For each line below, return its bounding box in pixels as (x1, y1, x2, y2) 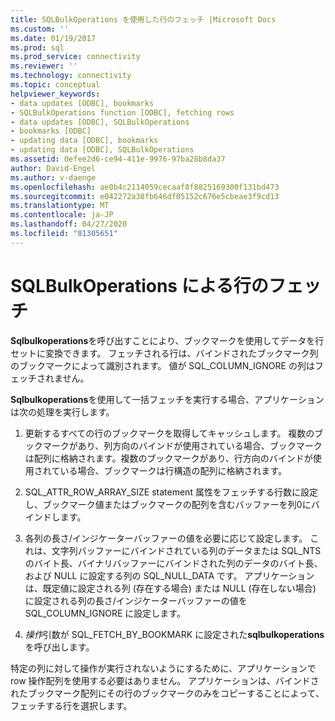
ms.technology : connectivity (10, 71, 132, 81)
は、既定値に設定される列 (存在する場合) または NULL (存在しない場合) (24, 582, 317, 594)
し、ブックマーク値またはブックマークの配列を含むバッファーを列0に (24, 498, 312, 510)
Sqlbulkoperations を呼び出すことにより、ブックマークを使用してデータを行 (10, 334, 325, 346)
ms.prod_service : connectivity (10, 52, 141, 62)
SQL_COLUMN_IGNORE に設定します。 (24, 607, 186, 619)
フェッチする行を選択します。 (10, 699, 133, 711)
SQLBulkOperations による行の (10, 274, 269, 297)
